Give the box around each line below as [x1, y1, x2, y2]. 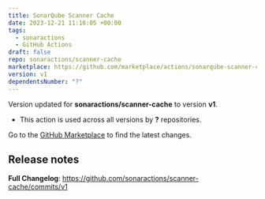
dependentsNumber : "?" [8, 77, 83, 85]
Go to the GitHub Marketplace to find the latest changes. [8, 130, 192, 139]
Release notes [8, 152, 80, 166]
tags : [8, 26, 26, 34]
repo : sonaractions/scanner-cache [8, 56, 122, 64]
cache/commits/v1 [8, 182, 69, 192]
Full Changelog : [8, 174, 61, 183]
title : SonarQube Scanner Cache [8, 11, 114, 20]
